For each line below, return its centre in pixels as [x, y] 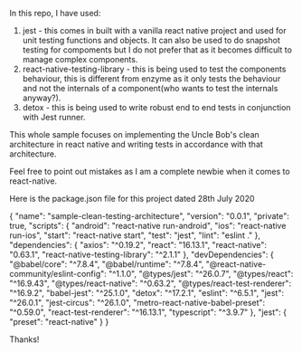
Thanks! [24, 339]
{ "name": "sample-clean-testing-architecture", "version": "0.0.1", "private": [149, 216]
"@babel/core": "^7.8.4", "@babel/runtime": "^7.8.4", [107, 264]
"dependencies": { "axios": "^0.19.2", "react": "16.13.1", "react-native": [138, 245]
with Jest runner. [54, 117]
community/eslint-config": [58, 274]
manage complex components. [80, 59]
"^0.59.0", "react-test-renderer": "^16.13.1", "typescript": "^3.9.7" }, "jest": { [148, 312]
